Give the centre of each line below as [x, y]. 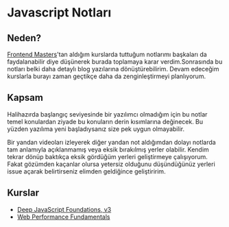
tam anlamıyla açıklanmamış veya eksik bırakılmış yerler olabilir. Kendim [108, 150]
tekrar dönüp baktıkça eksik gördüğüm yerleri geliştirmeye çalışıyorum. [107, 156]
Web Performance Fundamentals [63, 217]
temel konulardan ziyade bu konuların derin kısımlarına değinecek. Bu [105, 121]
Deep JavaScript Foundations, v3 [64, 209]
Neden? [24, 38]
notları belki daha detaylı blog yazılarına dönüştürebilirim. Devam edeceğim [113, 69]
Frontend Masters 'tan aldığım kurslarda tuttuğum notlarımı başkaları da [107, 54]
